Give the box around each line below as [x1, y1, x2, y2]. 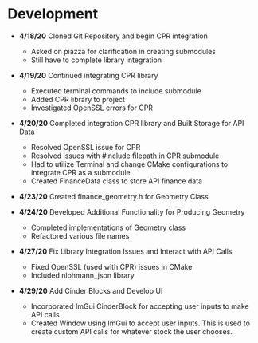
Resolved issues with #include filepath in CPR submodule [30, 151, 220, 160]
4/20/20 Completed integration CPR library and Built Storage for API [18, 118, 244, 128]
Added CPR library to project [30, 94, 125, 104]
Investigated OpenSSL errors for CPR [30, 103, 153, 112]
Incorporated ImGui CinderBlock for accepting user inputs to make [30, 301, 249, 311]
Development [7, 5, 99, 23]
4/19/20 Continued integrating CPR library [18, 70, 158, 80]
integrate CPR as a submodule [30, 168, 131, 177]
